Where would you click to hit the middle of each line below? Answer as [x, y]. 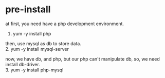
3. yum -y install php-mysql [34, 70]
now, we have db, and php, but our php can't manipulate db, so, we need [83, 59]
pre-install [28, 9]
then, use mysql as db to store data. [43, 43]
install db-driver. [23, 64]
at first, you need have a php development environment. [65, 24]
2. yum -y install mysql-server [37, 49]
